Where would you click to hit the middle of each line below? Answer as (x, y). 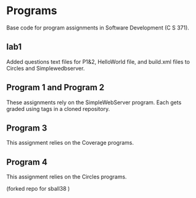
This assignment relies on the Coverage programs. (70, 143)
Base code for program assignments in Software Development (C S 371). (98, 28)
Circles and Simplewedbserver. (46, 68)
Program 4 (27, 162)
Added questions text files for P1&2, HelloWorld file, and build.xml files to (98, 61)
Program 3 (27, 128)
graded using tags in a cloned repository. (58, 109)
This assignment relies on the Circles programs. (67, 177)
